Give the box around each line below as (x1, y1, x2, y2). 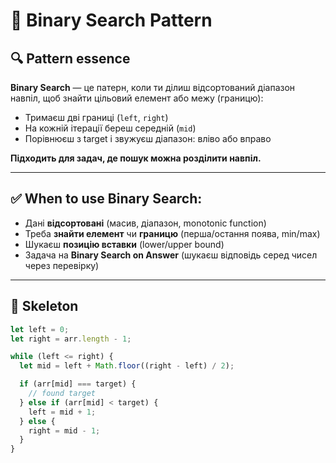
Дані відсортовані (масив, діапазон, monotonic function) (24, 217, 267, 229)
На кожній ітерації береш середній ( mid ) (24, 122, 197, 134)
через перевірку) (24, 259, 100, 271)
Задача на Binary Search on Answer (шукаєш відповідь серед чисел (24, 249, 318, 261)
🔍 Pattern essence (10, 50, 131, 67)
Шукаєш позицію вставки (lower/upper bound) (24, 238, 225, 250)
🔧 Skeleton (10, 298, 79, 315)
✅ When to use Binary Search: (10, 190, 203, 208)
